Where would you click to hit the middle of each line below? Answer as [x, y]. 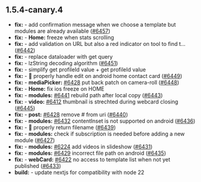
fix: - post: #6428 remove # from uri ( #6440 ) [71, 114]
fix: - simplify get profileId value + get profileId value [80, 70]
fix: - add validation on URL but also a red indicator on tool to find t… [100, 44]
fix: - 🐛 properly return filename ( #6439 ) [65, 127]
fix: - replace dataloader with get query [63, 56]
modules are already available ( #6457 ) [62, 31]
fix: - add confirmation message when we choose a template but [95, 24]
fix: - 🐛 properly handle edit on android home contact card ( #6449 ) [98, 76]
